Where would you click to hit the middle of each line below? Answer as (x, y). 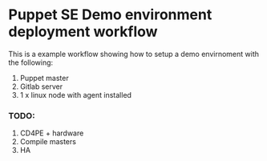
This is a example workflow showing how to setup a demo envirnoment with (133, 54)
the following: (31, 62)
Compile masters (48, 142)
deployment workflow (83, 32)
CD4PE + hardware (52, 133)
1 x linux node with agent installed (76, 95)
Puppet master (44, 78)
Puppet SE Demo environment (110, 15)
